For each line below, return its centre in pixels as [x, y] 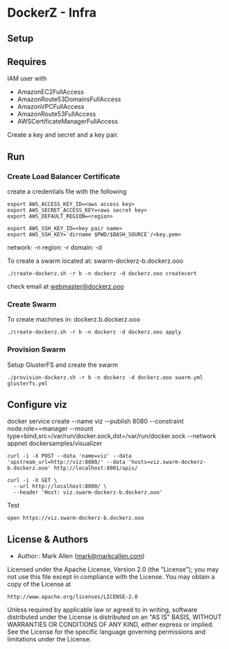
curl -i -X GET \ [32, 481]
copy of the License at [39, 585]
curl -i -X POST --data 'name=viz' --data [69, 456]
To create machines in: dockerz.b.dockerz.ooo [74, 320]
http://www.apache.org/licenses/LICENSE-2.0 [73, 597]
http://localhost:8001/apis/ [96, 468]
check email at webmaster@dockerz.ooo [66, 286]
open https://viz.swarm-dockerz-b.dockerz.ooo [76, 518]
